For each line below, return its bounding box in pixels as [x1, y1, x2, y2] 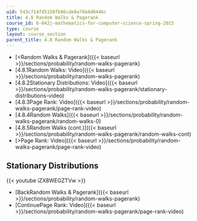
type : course [6, 25, 39, 32]
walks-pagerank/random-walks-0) [15, 118, 102, 124]
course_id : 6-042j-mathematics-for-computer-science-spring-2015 [6, 20, 174, 26]
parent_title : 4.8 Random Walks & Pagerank [6, 37, 118, 43]
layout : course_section [6, 31, 66, 37]
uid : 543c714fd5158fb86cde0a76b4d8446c [6, 8, 107, 15]
